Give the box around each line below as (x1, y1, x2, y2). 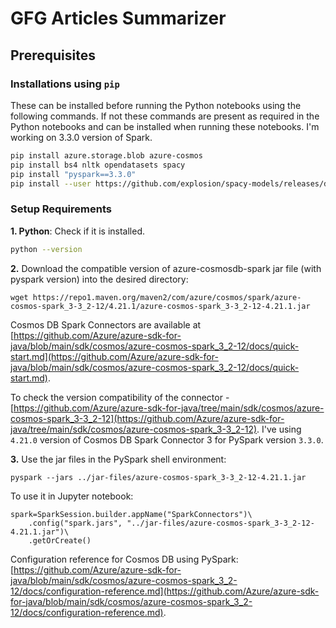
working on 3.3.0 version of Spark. (10, 131, 153, 143)
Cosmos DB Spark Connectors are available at (10, 318, 202, 331)
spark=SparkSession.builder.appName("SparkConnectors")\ (10, 509, 253, 519)
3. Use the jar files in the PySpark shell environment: (10, 453, 227, 465)
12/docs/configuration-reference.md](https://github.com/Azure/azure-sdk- (10, 585, 320, 597)
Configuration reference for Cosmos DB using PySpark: (10, 553, 239, 565)
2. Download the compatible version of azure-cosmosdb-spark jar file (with (10, 262, 322, 274)
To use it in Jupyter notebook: (10, 490, 134, 502)
